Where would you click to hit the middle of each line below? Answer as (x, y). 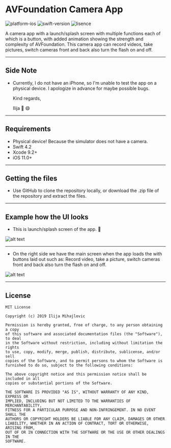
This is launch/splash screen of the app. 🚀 (57, 229)
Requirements (28, 129)
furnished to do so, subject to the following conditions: (69, 365)
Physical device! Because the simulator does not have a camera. (80, 141)
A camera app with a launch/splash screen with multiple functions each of (83, 33)
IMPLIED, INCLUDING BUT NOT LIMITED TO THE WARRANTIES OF (68, 401)
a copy (12, 329)
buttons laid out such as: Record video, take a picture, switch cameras (86, 260)
